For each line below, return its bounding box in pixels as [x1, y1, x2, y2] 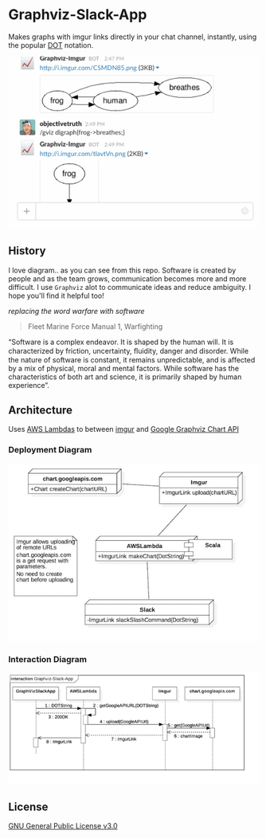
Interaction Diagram [8, 654, 88, 665]
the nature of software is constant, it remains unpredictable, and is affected [8, 354, 256, 364]
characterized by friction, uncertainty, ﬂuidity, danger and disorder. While [8, 346, 249, 355]
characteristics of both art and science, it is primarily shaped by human [8, 372, 242, 382]
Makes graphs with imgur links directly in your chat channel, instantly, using [8, 32, 257, 41]
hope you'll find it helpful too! [8, 291, 105, 300]
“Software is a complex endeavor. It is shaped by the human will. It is [8, 337, 234, 347]
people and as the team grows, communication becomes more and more [8, 273, 247, 284]
